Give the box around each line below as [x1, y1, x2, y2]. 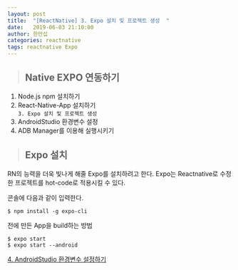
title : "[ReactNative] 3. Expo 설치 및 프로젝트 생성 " [7, 17, 170, 24]
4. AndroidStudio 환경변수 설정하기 [7, 254, 107, 264]
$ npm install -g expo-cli [7, 207, 88, 214]
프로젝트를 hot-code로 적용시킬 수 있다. [14, 178, 126, 187]
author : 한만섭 [7, 30, 48, 38]
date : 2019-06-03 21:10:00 [7, 24, 94, 31]
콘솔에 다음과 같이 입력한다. [7, 193, 84, 202]
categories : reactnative [7, 37, 81, 44]
